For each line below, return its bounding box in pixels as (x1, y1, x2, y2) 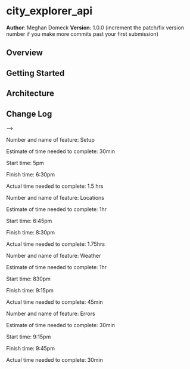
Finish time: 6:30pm (6, 170, 55, 178)
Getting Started (6, 68, 65, 78)
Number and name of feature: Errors (6, 310, 95, 317)
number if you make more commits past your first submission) (6, 30, 159, 37)
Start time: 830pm (6, 275, 51, 282)
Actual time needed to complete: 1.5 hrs (6, 182, 104, 190)
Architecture (6, 89, 55, 99)
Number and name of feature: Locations (6, 194, 104, 201)
